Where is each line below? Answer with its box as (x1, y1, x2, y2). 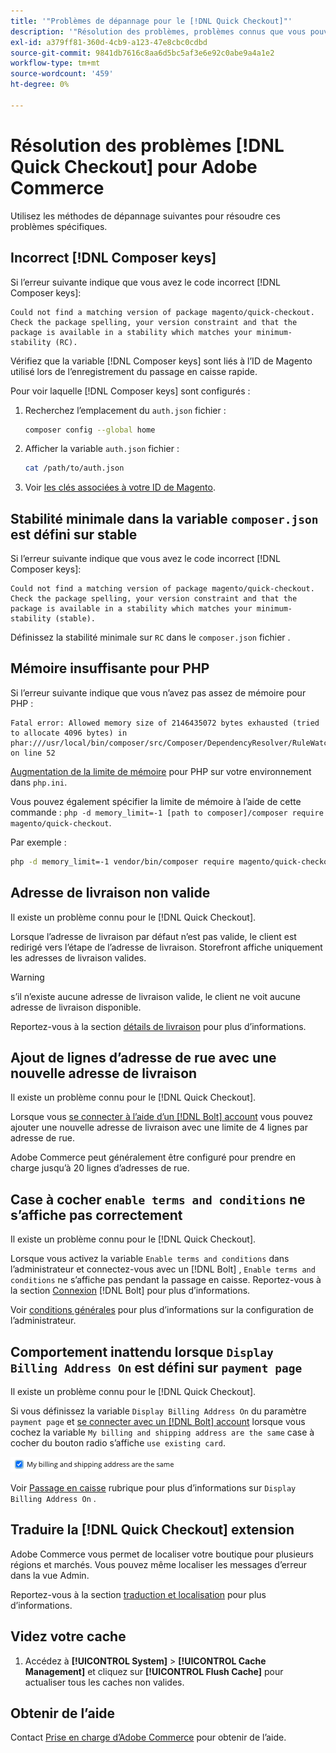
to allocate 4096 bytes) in (10, 728, 128, 738)
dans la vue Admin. (10, 1569, 90, 1581)
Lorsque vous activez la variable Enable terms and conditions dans (10, 1253, 290, 1265)
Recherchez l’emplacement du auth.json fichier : (24, 404, 227, 416)
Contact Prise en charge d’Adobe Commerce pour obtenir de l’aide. (10, 1731, 287, 1744)
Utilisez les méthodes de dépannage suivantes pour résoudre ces (10, 210, 281, 222)
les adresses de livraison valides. (10, 951, 147, 964)
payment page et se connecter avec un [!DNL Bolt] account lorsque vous (10, 1416, 306, 1427)
